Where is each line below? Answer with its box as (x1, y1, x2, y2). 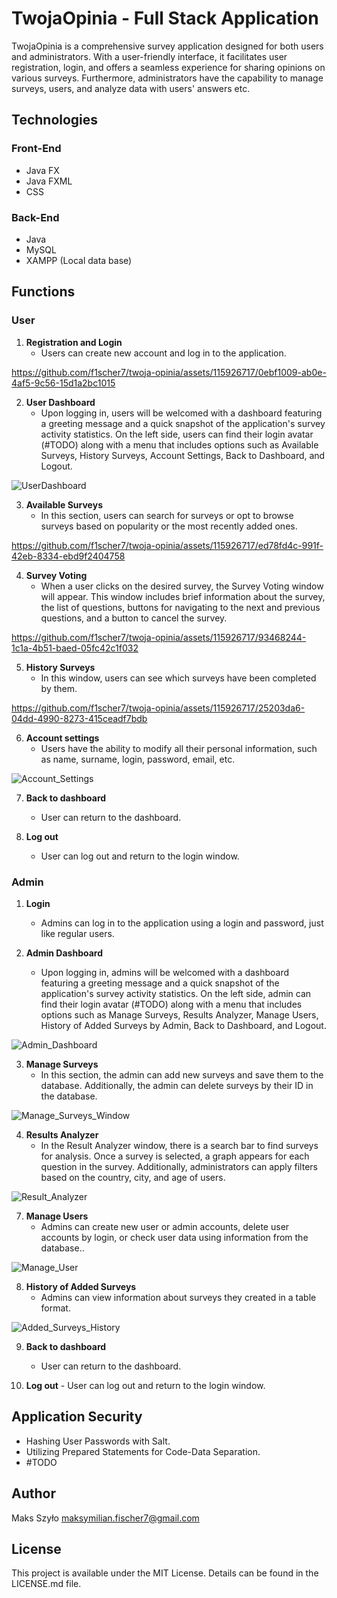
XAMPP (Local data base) (25, 254, 133, 266)
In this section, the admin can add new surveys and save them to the (40, 1068, 324, 1081)
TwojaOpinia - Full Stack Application (11, 7, 319, 30)
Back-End (11, 210, 60, 224)
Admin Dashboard (25, 947, 104, 959)
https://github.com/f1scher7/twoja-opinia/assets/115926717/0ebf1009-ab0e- (11, 366, 327, 378)
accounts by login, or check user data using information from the (40, 1231, 309, 1243)
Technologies (11, 112, 99, 129)
